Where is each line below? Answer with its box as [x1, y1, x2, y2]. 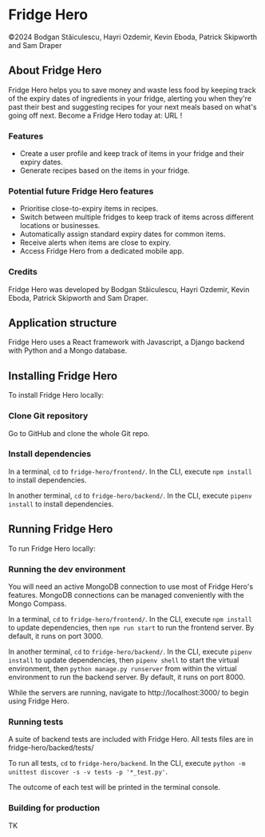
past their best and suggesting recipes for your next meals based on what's [8, 102, 257, 111]
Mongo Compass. [8, 599, 67, 608]
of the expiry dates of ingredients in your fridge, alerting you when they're [8, 94, 252, 103]
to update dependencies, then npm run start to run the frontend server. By [8, 623, 255, 632]
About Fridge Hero [8, 64, 102, 78]
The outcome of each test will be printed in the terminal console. [8, 783, 221, 792]
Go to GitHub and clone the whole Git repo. [8, 428, 150, 438]
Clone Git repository [8, 410, 89, 422]
